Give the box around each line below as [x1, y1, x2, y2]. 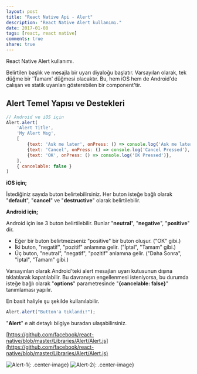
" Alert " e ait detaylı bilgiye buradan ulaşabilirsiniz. [6, 320, 127, 327]
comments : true [6, 36, 43, 42]
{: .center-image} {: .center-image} [28, 361, 135, 368]
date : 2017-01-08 [6, 25, 49, 31]
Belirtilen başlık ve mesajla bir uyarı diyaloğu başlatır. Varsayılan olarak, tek [6, 69, 186, 76]
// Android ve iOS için [6, 114, 64, 120]
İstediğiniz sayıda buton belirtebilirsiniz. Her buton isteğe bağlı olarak [6, 191, 173, 198]
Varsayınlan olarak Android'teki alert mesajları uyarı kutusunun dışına [6, 268, 173, 275]
